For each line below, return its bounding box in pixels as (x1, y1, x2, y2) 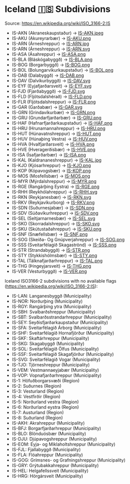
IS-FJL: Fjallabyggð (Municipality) (11, 446, 81, 452)
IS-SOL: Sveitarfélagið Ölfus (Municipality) (11, 345, 99, 352)
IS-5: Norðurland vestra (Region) (11, 399, 79, 405)
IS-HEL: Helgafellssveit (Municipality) (11, 468, 89, 474)
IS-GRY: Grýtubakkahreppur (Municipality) (11, 462, 99, 468)
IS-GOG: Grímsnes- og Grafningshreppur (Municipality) (11, 457, 126, 463)
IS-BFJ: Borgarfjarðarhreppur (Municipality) (11, 425, 102, 431)
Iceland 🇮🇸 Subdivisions (4, 3, 111, 15)
